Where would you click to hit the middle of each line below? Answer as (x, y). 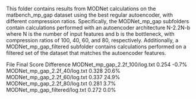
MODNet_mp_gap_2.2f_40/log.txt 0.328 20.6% (63, 71)
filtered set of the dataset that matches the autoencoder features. (86, 53)
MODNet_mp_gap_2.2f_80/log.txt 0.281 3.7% (61, 83)
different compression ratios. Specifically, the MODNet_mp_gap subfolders (98, 21)
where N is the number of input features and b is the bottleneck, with (91, 34)
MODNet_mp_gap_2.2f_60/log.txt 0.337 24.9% (63, 77)
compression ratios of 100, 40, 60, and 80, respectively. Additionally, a (92, 40)
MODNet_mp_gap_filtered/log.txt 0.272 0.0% (61, 90)
